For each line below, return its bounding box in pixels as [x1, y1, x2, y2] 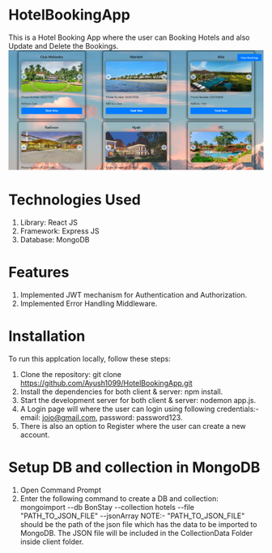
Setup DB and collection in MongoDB [8, 458, 261, 476]
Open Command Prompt [19, 485, 102, 495]
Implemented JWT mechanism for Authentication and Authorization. [19, 289, 248, 299]
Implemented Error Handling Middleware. [19, 298, 158, 308]
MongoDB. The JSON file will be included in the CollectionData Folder [19, 528, 253, 538]
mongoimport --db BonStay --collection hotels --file [19, 502, 195, 512]
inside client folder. [19, 537, 84, 547]
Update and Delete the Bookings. [8, 41, 119, 50]
